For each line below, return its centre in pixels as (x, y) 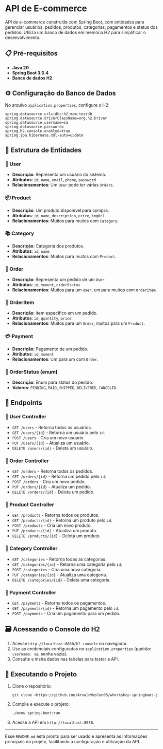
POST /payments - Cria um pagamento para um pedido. (66, 613)
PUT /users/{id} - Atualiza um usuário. (51, 443)
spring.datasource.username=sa (37, 122)
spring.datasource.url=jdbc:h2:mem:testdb (49, 114)
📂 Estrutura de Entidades (43, 150)
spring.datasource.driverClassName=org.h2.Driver (56, 118)
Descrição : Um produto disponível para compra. (60, 210)
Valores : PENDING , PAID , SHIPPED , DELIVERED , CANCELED (64, 388)
